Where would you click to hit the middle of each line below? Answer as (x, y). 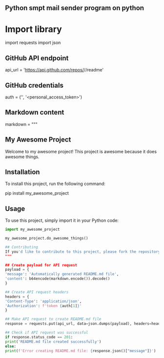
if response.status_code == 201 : (39, 337)
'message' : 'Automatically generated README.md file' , (62, 274)
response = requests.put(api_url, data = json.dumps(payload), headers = (78, 324)
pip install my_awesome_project (37, 193)
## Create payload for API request (41, 265)
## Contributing (21, 247)
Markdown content (35, 112)
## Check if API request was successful (47, 333)
